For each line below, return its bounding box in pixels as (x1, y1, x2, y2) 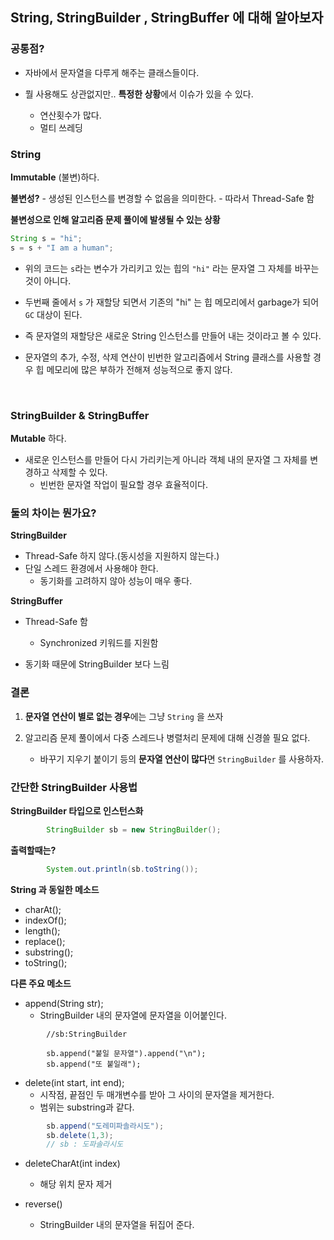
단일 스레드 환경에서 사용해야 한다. (24, 563, 159, 575)
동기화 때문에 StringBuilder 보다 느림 (24, 658, 170, 670)
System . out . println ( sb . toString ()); (46, 864, 199, 874)
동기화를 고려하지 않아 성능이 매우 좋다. (39, 575, 193, 587)
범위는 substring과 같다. (39, 1101, 135, 1113)
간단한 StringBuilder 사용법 (10, 780, 138, 794)
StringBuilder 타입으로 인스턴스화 (10, 804, 144, 817)
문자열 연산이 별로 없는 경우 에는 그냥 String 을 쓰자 (24, 710, 224, 722)
